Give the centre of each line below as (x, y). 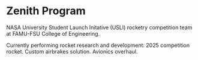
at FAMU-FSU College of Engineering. (53, 33)
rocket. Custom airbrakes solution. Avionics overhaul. (72, 51)
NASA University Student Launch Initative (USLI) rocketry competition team (99, 27)
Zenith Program (46, 11)
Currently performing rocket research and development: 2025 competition (98, 45)
